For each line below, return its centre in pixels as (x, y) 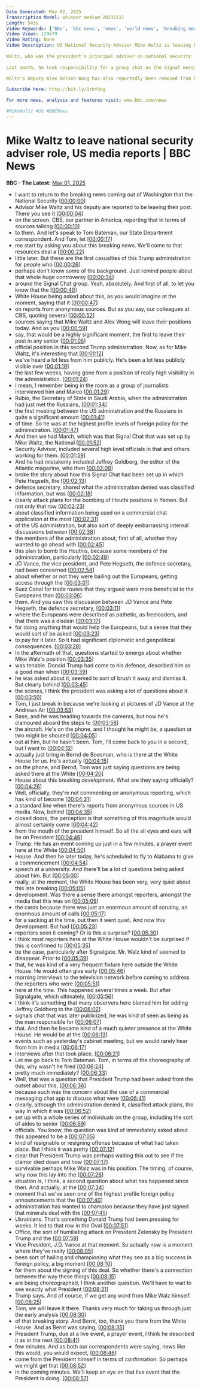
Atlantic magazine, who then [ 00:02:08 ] (64, 468)
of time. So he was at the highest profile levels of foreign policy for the (101, 424)
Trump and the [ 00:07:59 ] (47, 1238)
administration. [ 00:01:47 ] (47, 430)
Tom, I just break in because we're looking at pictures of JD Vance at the (104, 703)
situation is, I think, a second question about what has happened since (101, 1181)
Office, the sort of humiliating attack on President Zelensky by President (103, 1232)
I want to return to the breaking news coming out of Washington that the (104, 194)
